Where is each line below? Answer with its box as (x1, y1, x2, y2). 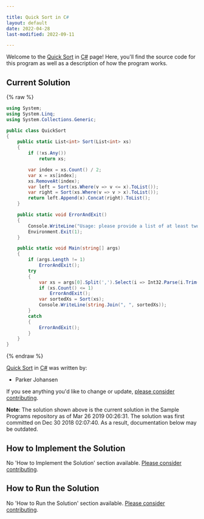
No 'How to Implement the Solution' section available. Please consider (6, 459, 182, 466)
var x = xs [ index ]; (28, 172, 78, 178)
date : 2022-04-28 (6, 26, 50, 32)
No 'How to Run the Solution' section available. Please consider (6, 500, 165, 507)
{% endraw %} (6, 352, 44, 360)
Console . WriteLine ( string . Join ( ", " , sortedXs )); (38, 302, 167, 308)
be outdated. (6, 425, 38, 433)
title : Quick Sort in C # (6, 14, 69, 20)
